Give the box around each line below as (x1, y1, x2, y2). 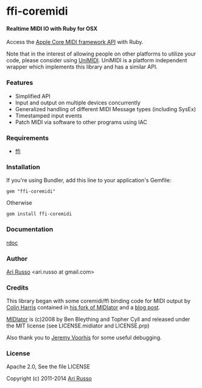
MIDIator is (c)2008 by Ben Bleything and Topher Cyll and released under (6, 316, 190, 323)
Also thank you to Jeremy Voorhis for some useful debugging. (6, 334, 162, 342)
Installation (6, 163, 41, 171)
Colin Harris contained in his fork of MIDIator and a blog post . (6, 304, 160, 311)
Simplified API (15, 92, 50, 100)
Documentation (6, 225, 54, 233)
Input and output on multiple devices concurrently (15, 99, 141, 106)
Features (6, 78, 33, 87)
